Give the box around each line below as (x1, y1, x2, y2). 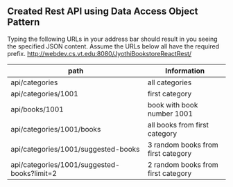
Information (165, 66, 205, 75)
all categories (147, 78, 192, 87)
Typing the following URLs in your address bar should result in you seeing (7, 35, 218, 43)
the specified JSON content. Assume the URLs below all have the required (7, 42, 220, 51)
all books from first (147, 120, 209, 130)
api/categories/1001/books (10, 124, 101, 134)
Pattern (7, 17, 40, 28)
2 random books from (147, 159, 218, 169)
